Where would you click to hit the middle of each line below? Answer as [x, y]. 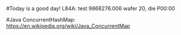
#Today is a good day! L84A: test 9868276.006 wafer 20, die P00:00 [91, 8]
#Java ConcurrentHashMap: [41, 20]
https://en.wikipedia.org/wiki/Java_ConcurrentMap [68, 26]
